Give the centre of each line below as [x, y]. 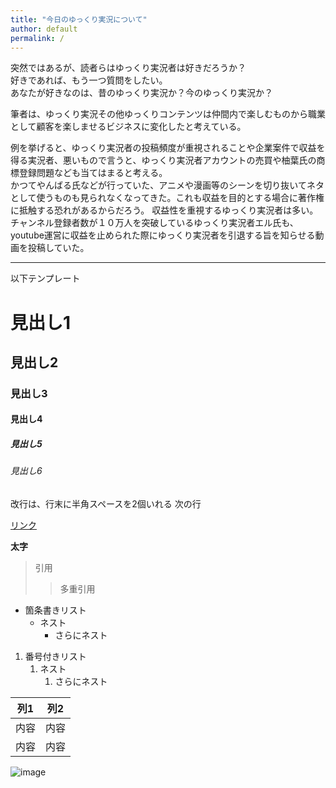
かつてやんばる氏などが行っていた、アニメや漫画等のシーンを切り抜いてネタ [167, 185]
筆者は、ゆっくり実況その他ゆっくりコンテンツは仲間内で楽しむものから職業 [168, 114]
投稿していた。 [58, 248]
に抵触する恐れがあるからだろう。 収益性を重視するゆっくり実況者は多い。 [164, 210]
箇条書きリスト [55, 610]
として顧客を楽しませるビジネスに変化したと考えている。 [128, 127]
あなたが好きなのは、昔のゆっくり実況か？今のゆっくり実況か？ [141, 93]
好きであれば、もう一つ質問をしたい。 [89, 80]
